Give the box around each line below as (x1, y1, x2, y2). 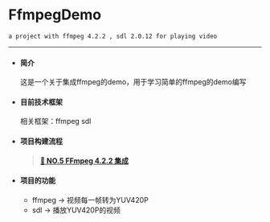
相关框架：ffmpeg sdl (19, 117, 92, 126)
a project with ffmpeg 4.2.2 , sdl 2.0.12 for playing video (8, 32, 218, 40)
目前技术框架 (19, 97, 63, 106)
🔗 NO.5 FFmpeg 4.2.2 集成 (39, 155, 129, 166)
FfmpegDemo (8, 6, 102, 24)
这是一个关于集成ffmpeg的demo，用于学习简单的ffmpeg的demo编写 (19, 77, 247, 87)
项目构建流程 (19, 136, 63, 146)
